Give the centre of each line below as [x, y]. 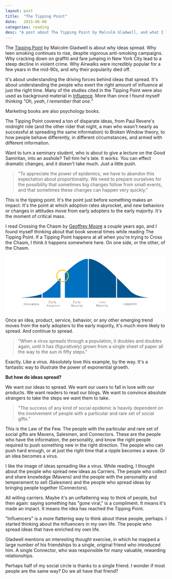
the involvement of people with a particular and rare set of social [86, 413]
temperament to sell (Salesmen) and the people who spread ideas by [78, 483]
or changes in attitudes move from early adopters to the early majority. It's [84, 211]
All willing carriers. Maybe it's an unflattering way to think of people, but [81, 498]
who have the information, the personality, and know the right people [78, 440]
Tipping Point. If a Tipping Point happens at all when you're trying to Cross [84, 237]
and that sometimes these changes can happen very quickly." [83, 190]
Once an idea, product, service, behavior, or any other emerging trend [79, 320]
